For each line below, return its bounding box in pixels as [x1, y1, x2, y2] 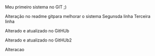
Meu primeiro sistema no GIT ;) [5, 4, 67, 10]
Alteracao [5, 47, 25, 52]
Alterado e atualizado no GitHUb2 [5, 37, 72, 43]
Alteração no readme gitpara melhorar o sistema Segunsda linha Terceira [5, 14, 151, 19]
